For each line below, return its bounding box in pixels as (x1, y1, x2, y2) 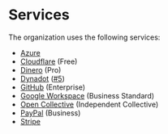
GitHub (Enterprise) (19, 82, 86, 92)
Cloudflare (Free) (19, 57, 78, 66)
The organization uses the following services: (8, 32, 161, 42)
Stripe (19, 116, 41, 126)
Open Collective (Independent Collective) (19, 99, 159, 109)
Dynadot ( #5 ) (19, 73, 65, 83)
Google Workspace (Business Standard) (19, 90, 155, 100)
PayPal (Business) (19, 107, 81, 118)
